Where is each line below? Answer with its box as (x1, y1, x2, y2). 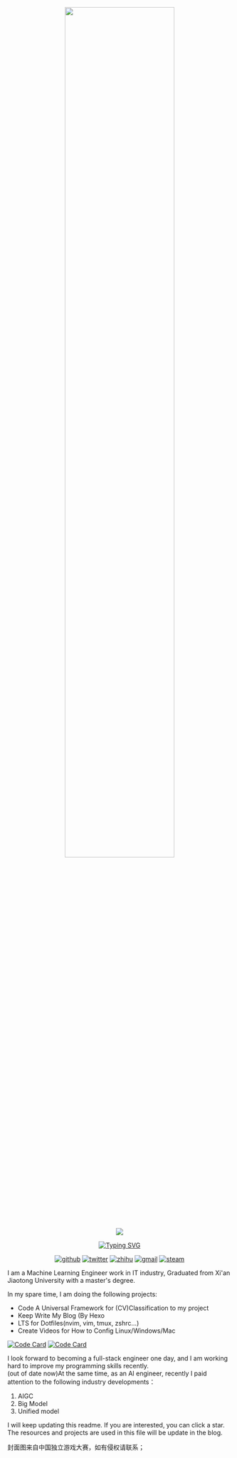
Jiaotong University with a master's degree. (7, 1276, 135, 1284)
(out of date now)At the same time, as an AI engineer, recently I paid (7, 1369, 208, 1378)
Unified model (17, 1407, 59, 1415)
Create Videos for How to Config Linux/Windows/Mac (17, 1326, 176, 1335)
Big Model (17, 1400, 48, 1407)
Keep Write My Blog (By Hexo (17, 1311, 105, 1320)
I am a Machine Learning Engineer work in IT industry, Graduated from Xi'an (7, 1269, 231, 1277)
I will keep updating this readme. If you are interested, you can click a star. (7, 1421, 226, 1429)
